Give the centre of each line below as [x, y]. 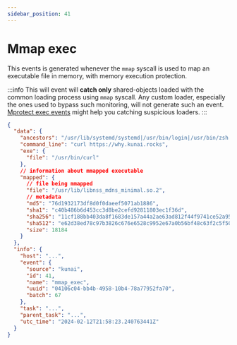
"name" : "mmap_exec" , [58, 282]
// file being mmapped [59, 184]
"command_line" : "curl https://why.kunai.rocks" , [95, 145]
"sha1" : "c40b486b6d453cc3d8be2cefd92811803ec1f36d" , [107, 210]
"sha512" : [40, 223]
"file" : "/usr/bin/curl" [62, 157]
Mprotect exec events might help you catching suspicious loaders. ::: [107, 112]
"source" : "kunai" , [54, 269]
